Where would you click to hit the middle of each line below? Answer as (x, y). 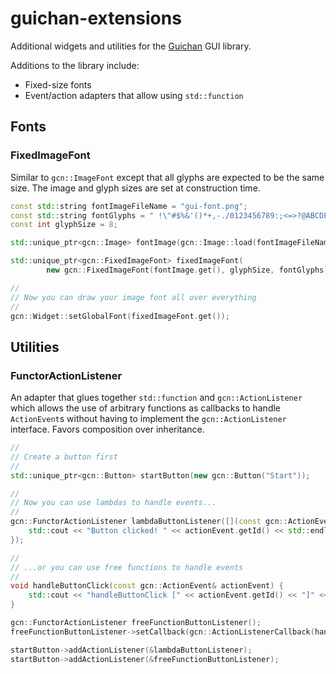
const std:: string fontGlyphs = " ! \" (91, 215)
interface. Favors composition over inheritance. (107, 429)
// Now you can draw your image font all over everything (133, 297)
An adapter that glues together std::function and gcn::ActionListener (156, 398)
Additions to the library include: (75, 65)
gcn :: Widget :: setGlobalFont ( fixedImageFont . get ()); (120, 316)
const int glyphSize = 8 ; (64, 225)
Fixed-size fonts (58, 84)
